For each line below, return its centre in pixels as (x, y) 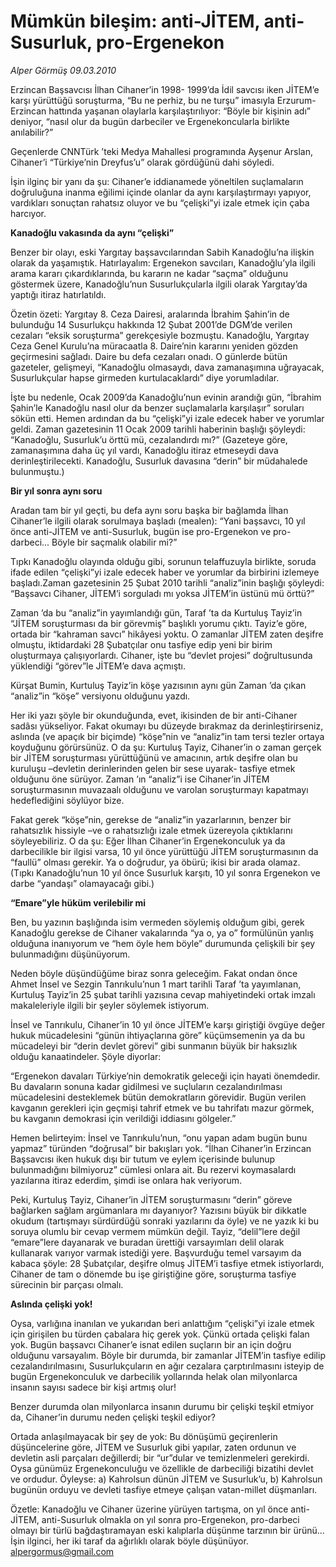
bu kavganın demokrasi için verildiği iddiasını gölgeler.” (123, 1118)
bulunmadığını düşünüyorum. (70, 954)
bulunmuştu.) (37, 471)
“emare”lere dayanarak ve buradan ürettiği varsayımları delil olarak (147, 1242)
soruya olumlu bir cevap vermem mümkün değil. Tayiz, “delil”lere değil (155, 1231)
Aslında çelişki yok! (51, 1304)
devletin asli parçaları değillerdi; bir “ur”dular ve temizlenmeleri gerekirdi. (160, 1457)
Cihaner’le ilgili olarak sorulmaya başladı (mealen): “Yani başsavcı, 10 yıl (158, 521)
